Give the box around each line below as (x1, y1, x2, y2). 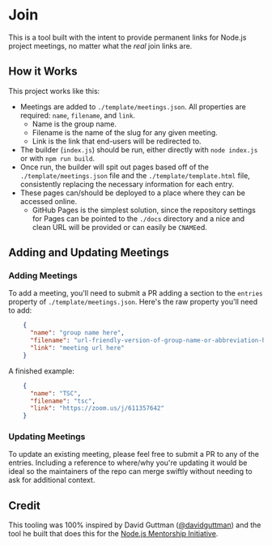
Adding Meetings (8, 270, 79, 281)
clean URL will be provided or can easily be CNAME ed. (32, 222, 208, 232)
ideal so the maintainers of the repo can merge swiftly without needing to (8, 467, 253, 476)
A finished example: (8, 366, 74, 376)
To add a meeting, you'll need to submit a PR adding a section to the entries (8, 288, 263, 298)
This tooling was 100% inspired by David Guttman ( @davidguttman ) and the (8, 520, 261, 530)
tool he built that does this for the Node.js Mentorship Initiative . (8, 529, 219, 539)
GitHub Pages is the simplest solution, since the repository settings (32, 205, 257, 215)
